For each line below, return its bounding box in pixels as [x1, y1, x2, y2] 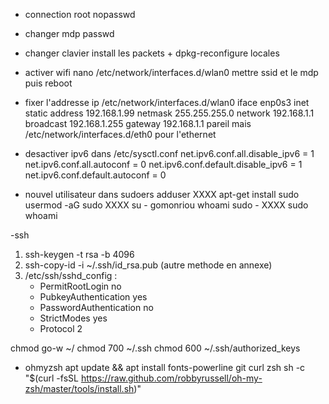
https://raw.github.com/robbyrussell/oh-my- [80, 372, 263, 384]
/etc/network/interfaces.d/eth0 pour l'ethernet [24, 129, 217, 140]
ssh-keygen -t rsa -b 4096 [24, 249, 135, 260]
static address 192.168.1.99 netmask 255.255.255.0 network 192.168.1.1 [24, 107, 315, 119]
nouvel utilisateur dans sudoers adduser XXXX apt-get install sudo [24, 189, 300, 200]
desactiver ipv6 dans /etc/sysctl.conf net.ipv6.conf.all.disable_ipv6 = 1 [24, 148, 315, 159]
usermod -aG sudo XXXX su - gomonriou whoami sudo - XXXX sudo [24, 199, 309, 211]
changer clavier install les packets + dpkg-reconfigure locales [24, 47, 280, 59]
